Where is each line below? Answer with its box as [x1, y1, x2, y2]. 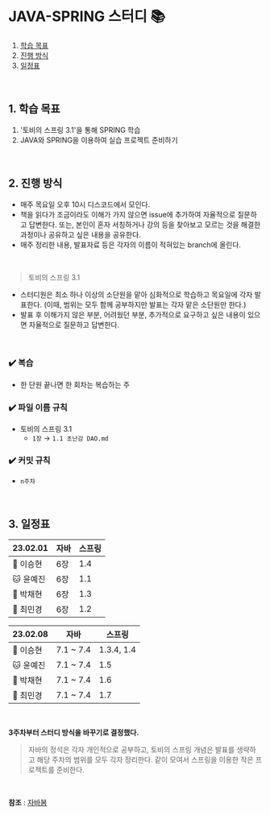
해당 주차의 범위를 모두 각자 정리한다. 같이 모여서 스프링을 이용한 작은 [36, 755, 254, 765]
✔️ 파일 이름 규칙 [8, 402, 69, 413]
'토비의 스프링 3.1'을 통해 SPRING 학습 [19, 125, 141, 134]
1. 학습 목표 [8, 102, 60, 116]
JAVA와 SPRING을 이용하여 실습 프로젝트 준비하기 [19, 134, 179, 145]
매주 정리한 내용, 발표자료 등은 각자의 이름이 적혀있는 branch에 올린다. [19, 239, 242, 250]
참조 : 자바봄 [8, 798, 48, 808]
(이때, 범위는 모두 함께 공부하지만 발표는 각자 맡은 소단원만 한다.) [44, 300, 247, 309]
